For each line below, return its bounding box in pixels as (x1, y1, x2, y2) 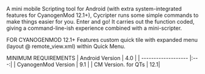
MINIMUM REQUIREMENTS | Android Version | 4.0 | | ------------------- (6, 55, 188, 61)
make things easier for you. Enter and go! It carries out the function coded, (6, 18, 195, 25)
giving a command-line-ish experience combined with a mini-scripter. (6, 24, 182, 32)
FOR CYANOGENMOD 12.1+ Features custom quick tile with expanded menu (6, 36, 198, 43)
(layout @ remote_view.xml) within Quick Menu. (6, 42, 125, 50)
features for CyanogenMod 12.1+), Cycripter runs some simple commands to (6, 12, 199, 19)
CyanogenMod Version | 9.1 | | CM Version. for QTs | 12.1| (17, 61, 160, 68)
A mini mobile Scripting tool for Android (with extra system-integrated (6, 5, 182, 12)
